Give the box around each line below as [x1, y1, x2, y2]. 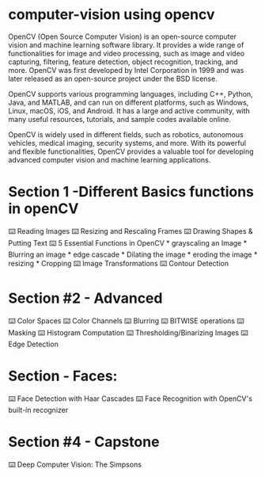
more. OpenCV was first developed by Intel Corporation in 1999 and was [8, 65, 244, 74]
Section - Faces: [8, 367, 118, 385]
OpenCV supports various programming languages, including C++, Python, [8, 89, 253, 98]
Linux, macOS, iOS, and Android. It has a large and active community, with [8, 105, 251, 116]
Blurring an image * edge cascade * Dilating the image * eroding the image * [8, 250, 258, 259]
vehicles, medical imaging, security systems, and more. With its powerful [8, 138, 247, 147]
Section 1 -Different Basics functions [8, 183, 255, 201]
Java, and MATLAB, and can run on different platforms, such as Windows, [8, 97, 249, 107]
